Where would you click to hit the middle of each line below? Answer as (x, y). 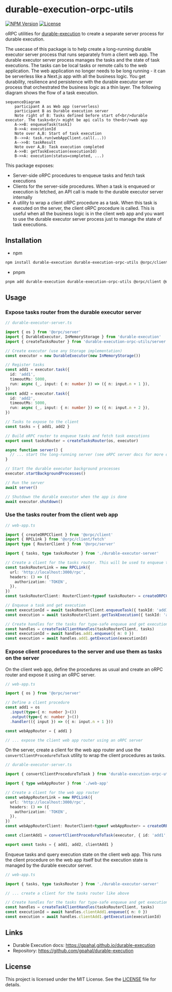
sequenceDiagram (23, 102)
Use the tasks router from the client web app (62, 515)
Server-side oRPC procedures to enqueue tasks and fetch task (79, 175)
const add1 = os (23, 707)
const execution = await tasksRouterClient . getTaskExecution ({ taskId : (83, 615)
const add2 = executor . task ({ (38, 394)
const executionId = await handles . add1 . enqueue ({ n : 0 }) (70, 634)
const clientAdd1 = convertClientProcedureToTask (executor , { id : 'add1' (86, 835)
